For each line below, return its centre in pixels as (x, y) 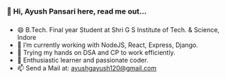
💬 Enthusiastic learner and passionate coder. (83, 60)
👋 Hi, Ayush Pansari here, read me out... (77, 11)
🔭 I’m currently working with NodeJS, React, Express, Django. (108, 45)
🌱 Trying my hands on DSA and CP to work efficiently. (96, 52)
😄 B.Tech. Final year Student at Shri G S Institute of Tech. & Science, (118, 30)
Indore (26, 37)
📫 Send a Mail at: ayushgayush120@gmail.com (87, 68)
